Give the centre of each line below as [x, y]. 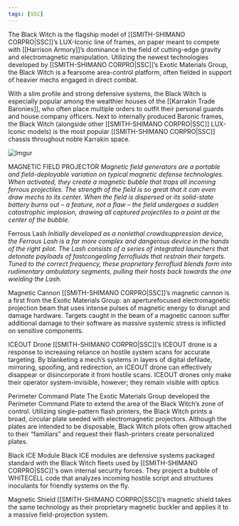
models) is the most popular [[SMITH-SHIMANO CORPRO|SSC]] [121, 131]
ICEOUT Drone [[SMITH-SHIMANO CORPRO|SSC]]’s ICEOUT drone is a [113, 344]
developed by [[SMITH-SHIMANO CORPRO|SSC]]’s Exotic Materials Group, [118, 64]
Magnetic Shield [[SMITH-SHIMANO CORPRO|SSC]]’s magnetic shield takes [120, 499]
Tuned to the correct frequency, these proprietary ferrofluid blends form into [120, 264]
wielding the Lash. [35, 279]
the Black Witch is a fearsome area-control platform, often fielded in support [120, 72]
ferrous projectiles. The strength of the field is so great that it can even [112, 189]
